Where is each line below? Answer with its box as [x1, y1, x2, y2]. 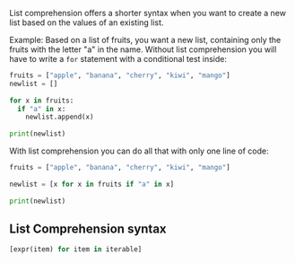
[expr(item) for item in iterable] [9, 245, 143, 254]
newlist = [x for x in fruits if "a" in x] [9, 180, 175, 188]
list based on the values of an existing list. [9, 17, 164, 28]
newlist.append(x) [25, 112, 94, 122]
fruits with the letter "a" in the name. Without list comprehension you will [9, 44, 277, 55]
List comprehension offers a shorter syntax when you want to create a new [9, 8, 287, 18]
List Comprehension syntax [9, 221, 168, 236]
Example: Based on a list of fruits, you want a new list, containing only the [9, 35, 282, 45]
